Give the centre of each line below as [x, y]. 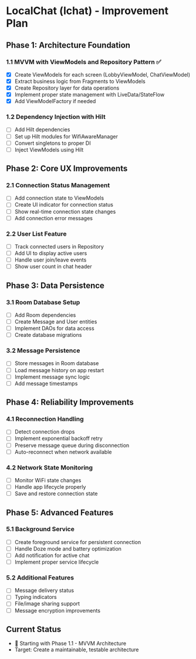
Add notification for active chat [52, 555]
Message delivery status [44, 591]
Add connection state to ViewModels [59, 198]
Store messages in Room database [57, 363]
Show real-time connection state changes [65, 211]
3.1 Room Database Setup [43, 302]
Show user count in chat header [53, 267]
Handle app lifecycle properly [50, 487]
